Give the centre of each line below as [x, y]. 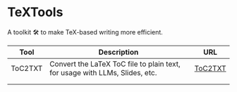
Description [119, 52]
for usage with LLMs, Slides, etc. [103, 72]
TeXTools [35, 12]
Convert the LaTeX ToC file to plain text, [115, 64]
